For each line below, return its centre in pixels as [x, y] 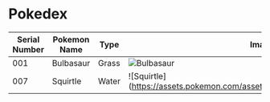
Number [28, 49]
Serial [29, 39]
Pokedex [38, 14]
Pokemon [71, 39]
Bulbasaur [71, 63]
